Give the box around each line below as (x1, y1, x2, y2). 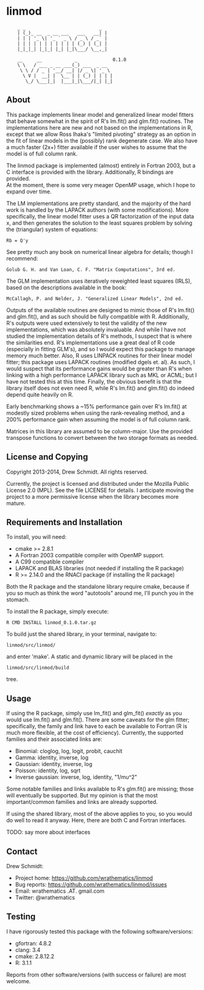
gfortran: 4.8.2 (15, 939, 52, 947)
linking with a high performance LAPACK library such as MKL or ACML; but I (6, 371, 197, 379)
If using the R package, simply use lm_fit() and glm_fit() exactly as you (6, 710, 183, 717)
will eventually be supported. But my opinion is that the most (6, 792, 158, 799)
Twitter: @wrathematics (15, 894, 75, 901)
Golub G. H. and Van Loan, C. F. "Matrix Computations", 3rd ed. (6, 266, 175, 273)
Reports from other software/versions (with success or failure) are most (6, 971, 186, 978)
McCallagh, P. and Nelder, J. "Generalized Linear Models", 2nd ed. (6, 296, 184, 302)
